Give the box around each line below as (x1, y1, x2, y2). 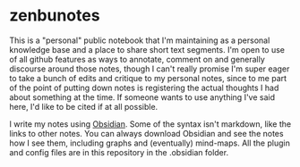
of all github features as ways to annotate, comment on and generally (9, 54, 266, 64)
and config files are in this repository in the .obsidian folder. (9, 146, 229, 157)
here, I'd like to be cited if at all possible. (9, 101, 159, 112)
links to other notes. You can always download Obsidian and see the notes (9, 128, 284, 138)
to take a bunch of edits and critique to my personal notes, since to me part (9, 72, 287, 83)
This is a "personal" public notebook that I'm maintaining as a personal (9, 35, 270, 46)
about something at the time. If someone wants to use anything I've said (9, 91, 276, 103)
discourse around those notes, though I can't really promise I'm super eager (9, 63, 290, 74)
